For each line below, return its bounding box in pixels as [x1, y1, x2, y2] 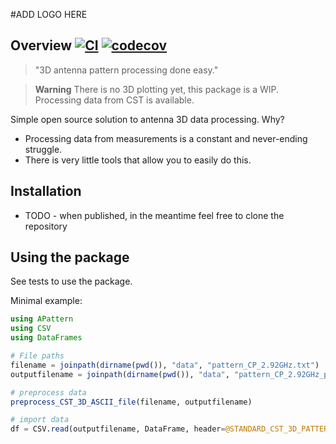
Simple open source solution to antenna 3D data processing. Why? [10, 113, 285, 125]
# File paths [10, 351, 65, 361]
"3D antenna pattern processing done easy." [34, 64, 219, 76]
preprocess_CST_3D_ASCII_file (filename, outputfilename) [10, 397, 253, 407]
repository [24, 220, 68, 232]
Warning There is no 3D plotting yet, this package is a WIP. [34, 83, 280, 95]
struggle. [24, 143, 63, 155]
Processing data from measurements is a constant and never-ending [24, 132, 308, 144]
